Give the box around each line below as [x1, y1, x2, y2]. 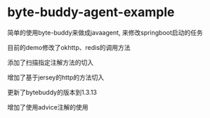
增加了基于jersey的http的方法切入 [7, 73, 104, 81]
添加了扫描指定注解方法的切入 [7, 58, 93, 67]
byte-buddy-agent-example [7, 4, 175, 20]
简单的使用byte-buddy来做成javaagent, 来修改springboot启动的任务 [7, 28, 204, 37]
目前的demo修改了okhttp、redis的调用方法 [7, 43, 131, 51]
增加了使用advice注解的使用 [7, 103, 88, 111]
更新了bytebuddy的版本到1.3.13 [7, 88, 97, 96]
